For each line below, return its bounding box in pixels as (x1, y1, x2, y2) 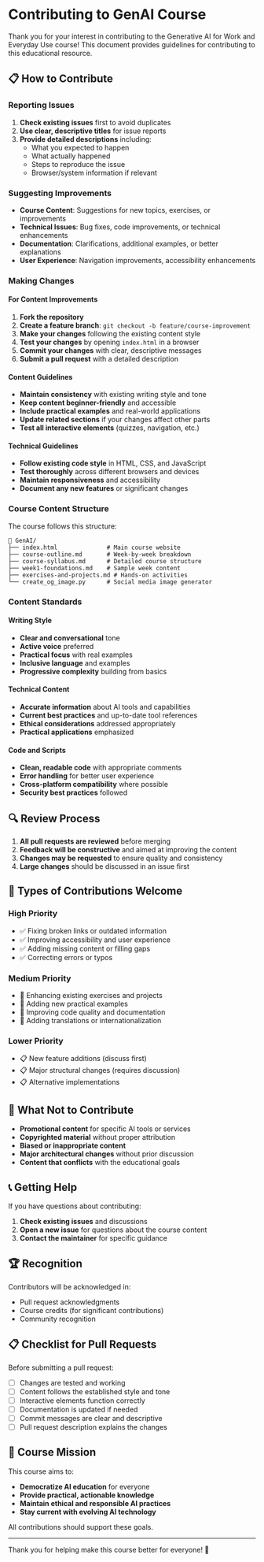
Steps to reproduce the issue (31, 159, 126, 169)
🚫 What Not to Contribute (8, 1103, 134, 1116)
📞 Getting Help (8, 1180, 77, 1194)
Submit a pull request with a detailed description (19, 354, 179, 364)
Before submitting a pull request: (8, 1363, 114, 1372)
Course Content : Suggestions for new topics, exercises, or (19, 205, 211, 214)
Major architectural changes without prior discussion (19, 1149, 194, 1159)
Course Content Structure (8, 503, 110, 514)
